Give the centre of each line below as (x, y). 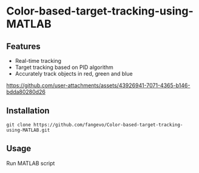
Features (23, 46)
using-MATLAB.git (28, 130)
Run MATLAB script (31, 163)
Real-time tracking (38, 61)
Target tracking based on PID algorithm (64, 67)
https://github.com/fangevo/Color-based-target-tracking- (108, 125)
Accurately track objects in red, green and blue (74, 73)
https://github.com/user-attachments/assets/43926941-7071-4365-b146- (98, 85)
